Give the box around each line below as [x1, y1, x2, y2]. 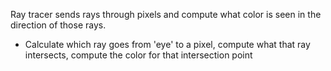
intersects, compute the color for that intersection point [24, 49, 253, 61]
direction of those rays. [10, 19, 107, 31]
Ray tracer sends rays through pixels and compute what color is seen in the [10, 9, 322, 20]
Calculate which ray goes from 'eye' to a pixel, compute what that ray [24, 39, 311, 50]
